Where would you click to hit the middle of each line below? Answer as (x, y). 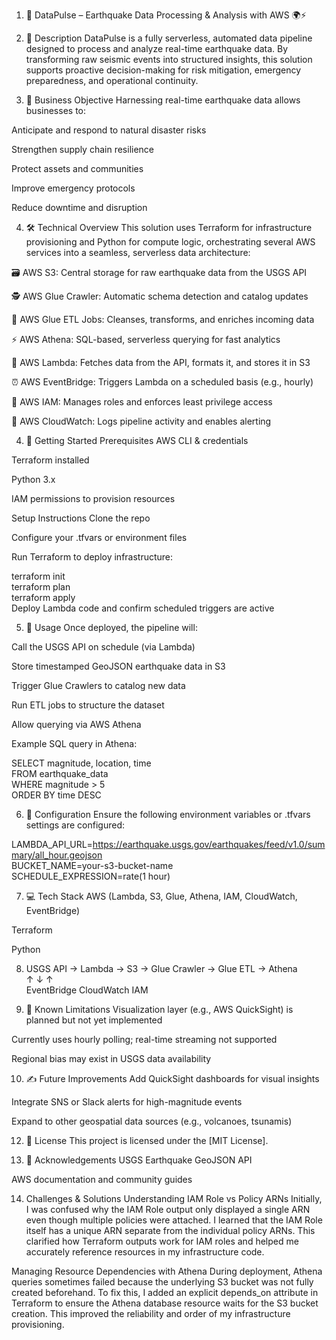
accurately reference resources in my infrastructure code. (145, 1252)
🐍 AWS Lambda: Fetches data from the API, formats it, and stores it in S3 (161, 362)
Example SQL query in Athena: (74, 743)
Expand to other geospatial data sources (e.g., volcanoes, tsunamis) (152, 1121)
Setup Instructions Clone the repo (81, 518)
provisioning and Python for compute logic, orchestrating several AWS (170, 242)
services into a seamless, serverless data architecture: (138, 252)
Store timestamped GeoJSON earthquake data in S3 (118, 666)
